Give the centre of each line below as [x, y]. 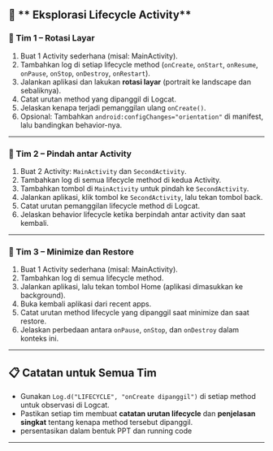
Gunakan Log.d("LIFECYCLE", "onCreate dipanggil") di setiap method [138, 397]
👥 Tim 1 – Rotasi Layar [52, 38]
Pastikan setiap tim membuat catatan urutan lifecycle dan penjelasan [138, 414]
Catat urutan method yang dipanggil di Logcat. [98, 99]
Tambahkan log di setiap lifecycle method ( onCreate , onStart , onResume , [139, 64]
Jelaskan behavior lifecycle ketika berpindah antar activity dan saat [133, 214]
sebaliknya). [41, 90]
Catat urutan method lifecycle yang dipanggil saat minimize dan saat [134, 313]
